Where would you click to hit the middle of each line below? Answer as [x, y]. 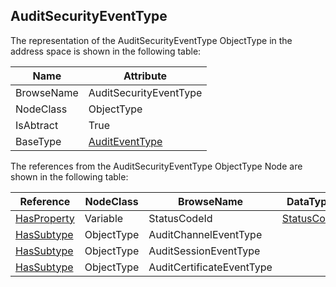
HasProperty [45, 218]
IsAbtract [37, 125]
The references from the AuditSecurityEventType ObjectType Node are [156, 166]
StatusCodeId [180, 218]
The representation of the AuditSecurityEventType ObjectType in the [151, 40]
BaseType [38, 141]
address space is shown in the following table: [106, 51]
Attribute [145, 76]
